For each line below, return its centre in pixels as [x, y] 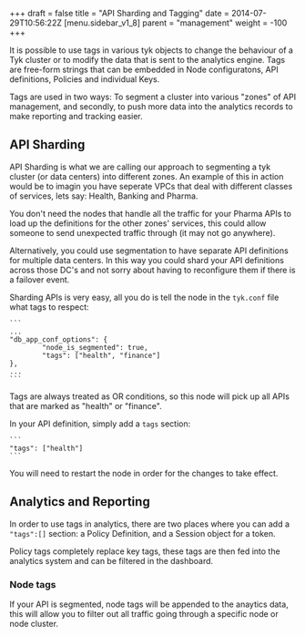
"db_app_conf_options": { [58, 339]
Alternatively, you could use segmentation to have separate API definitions [149, 251]
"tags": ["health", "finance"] [102, 355]
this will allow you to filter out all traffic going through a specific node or [144, 613]
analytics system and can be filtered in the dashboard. [112, 560]
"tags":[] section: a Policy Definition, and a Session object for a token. [142, 533]
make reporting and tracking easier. [76, 116]
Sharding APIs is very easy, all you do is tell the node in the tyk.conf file [144, 297]
